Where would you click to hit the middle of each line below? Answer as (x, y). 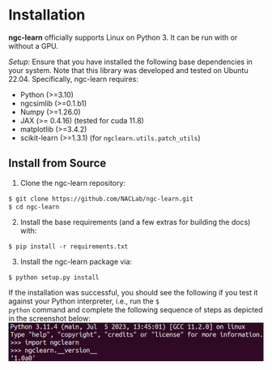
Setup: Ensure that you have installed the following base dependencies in (131, 62)
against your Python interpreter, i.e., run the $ (84, 301)
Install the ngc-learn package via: (76, 261)
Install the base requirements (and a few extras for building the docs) (135, 222)
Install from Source (57, 163)
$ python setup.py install (54, 277)
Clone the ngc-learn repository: (72, 183)
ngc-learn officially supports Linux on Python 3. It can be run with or (123, 37)
